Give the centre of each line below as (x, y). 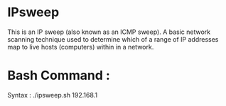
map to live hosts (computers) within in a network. (81, 47)
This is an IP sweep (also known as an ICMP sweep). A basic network (109, 32)
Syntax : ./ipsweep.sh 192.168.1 (53, 95)
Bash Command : (59, 76)
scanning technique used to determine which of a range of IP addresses (113, 39)
